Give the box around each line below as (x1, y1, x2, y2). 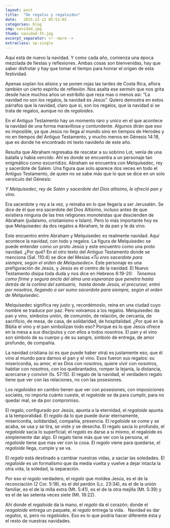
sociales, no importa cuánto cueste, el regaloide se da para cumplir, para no (5, 392, 164, 398)
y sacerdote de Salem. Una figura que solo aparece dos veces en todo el (5, 165, 158, 171)
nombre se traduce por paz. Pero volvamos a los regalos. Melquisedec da (5, 307, 160, 313)
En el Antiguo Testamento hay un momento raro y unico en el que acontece (5, 118, 163, 124)
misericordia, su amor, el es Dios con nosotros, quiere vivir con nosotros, (5, 360, 158, 366)
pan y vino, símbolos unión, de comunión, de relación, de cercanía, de (5, 312, 152, 318)
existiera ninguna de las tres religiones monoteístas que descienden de (5, 212, 154, 218)
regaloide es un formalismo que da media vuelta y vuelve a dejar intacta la (5, 460, 161, 466)
